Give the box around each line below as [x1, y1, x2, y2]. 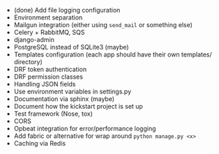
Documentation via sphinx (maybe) [13, 95, 115, 103]
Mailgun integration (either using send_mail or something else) [13, 21, 193, 29]
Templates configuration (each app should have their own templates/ [13, 50, 213, 59]
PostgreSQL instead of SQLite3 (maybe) [13, 43, 129, 51]
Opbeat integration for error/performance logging [13, 125, 156, 132]
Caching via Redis [13, 139, 66, 147]
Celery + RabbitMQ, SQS [13, 28, 85, 36]
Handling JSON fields [13, 80, 76, 88]
